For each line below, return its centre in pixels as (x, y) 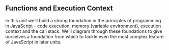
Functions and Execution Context (59, 8)
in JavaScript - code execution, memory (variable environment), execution (83, 26)
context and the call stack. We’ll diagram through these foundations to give (84, 31)
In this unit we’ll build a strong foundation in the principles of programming (83, 20)
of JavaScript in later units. (34, 42)
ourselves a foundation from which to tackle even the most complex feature (84, 36)
